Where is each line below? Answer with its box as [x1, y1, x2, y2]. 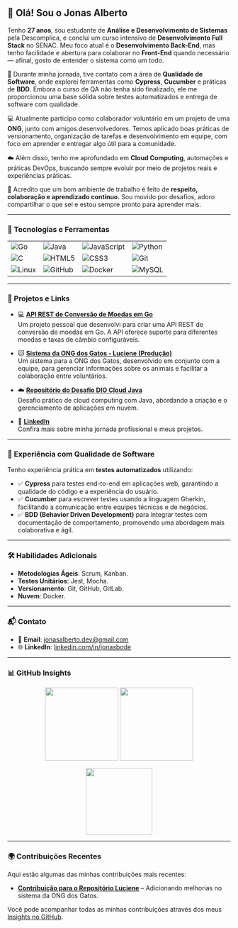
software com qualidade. [7, 100, 80, 108]
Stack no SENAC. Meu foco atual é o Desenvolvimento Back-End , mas [7, 40, 216, 50]
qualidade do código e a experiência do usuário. [17, 487, 159, 496]
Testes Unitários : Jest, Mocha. [17, 577, 109, 585]
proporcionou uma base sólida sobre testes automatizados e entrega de [7, 92, 217, 101]
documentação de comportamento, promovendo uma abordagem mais [17, 518, 225, 527]
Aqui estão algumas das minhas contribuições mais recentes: [7, 870, 186, 878]
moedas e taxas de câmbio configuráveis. [17, 335, 140, 344]
